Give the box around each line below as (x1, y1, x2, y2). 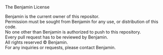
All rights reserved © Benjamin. (5, 39, 68, 45)
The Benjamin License (5, 4, 50, 10)
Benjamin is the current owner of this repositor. (5, 14, 100, 19)
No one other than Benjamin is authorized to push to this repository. (5, 29, 142, 35)
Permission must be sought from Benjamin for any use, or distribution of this (5, 19, 159, 24)
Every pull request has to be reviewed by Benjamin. (5, 34, 108, 40)
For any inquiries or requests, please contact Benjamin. (5, 45, 116, 50)
